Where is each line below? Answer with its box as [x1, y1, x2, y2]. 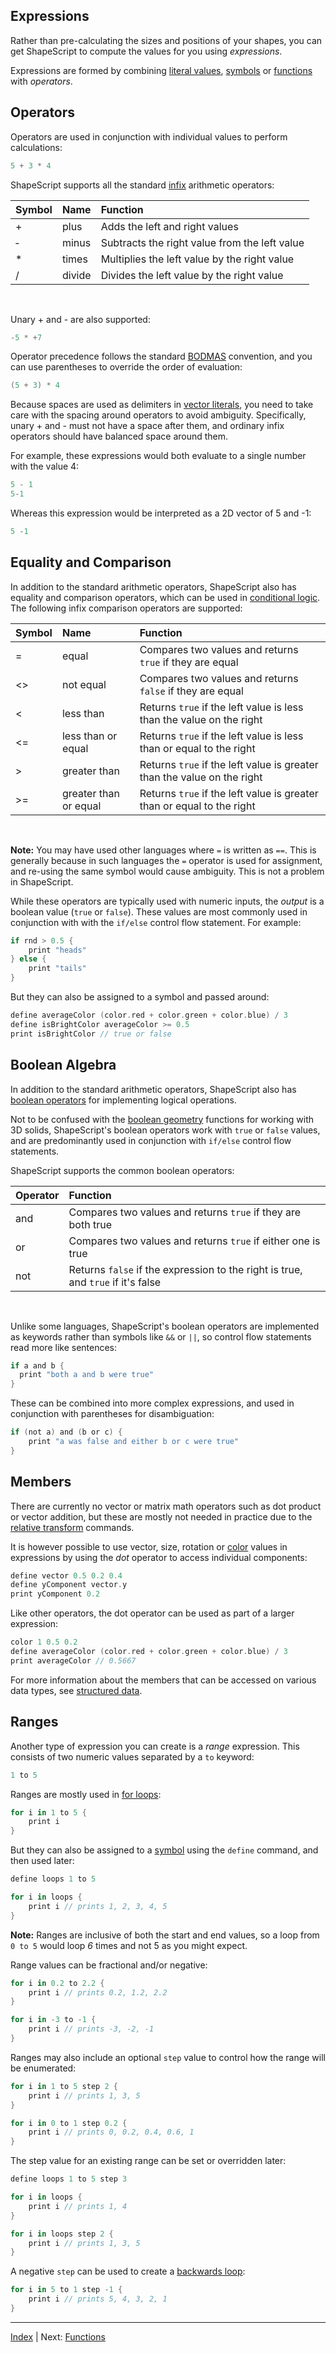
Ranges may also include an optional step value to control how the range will [10, 2051, 326, 2063]
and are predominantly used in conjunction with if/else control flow [10, 1134, 292, 1146]
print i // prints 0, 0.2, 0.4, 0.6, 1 [28, 2127, 195, 2138]
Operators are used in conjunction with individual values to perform [10, 130, 288, 143]
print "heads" [28, 945, 87, 955]
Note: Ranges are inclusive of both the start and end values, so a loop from [10, 1929, 320, 1941]
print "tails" [28, 964, 87, 974]
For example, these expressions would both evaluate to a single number [10, 450, 307, 462]
